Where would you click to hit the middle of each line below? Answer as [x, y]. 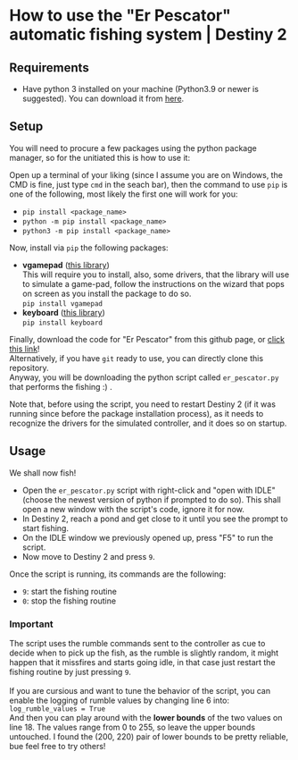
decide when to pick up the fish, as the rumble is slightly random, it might [144, 653]
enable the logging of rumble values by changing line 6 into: [120, 700]
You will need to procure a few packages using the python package [133, 148]
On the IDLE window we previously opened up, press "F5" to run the [148, 537]
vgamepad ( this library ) [66, 265]
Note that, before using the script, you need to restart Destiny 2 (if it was [143, 404]
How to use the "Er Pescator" [120, 16]
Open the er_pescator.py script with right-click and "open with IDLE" [149, 490]
